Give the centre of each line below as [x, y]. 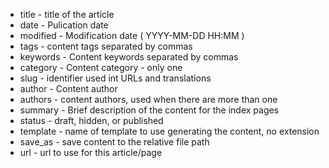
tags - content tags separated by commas [106, 46]
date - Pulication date [64, 25]
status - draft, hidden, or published [91, 120]
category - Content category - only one [101, 67]
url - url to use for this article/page [91, 152]
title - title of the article [67, 14]
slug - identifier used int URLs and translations [115, 78]
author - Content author [68, 88]
